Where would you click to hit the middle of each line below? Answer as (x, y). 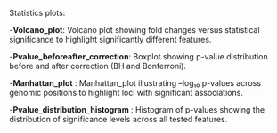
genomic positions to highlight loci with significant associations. (126, 93)
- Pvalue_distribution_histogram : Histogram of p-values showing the (137, 110)
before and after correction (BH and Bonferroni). (98, 66)
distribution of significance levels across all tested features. (118, 119)
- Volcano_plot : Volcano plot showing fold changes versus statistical (134, 30)
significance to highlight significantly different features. (110, 39)
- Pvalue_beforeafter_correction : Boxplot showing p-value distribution (139, 56)
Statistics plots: (37, 13)
